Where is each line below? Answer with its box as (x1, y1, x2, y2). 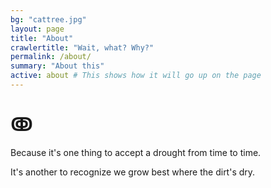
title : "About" (10, 33, 74, 43)
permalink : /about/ (10, 52, 92, 62)
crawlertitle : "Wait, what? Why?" (10, 42, 155, 53)
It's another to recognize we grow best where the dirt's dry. (10, 166, 256, 178)
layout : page (10, 24, 65, 34)
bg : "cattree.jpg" (10, 14, 87, 25)
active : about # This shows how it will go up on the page (10, 71, 262, 81)
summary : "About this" (10, 61, 105, 71)
